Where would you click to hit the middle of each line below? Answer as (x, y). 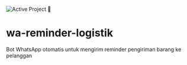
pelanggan (19, 56)
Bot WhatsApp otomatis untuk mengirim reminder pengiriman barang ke (94, 49)
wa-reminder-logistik (60, 33)
